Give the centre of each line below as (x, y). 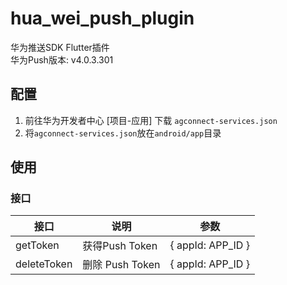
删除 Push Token (121, 265)
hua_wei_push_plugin (102, 18)
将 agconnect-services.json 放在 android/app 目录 (123, 133)
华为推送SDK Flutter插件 (60, 47)
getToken (37, 245)
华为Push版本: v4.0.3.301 (62, 59)
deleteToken (44, 264)
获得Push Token (120, 246)
